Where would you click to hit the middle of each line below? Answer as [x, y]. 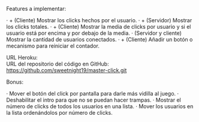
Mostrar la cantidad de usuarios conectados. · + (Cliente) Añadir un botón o [99, 39]
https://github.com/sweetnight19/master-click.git [67, 70]
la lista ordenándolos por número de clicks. [59, 113]
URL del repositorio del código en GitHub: [58, 64]
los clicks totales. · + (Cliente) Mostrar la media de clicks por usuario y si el [99, 27]
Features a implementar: [36, 9]
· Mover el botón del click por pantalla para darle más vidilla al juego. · [93, 93]
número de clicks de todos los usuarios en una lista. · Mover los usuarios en [100, 106]
